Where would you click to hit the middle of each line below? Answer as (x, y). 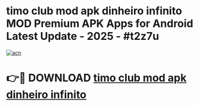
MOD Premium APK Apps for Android (100, 24)
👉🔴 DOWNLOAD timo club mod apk (97, 78)
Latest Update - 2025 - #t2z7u (83, 36)
